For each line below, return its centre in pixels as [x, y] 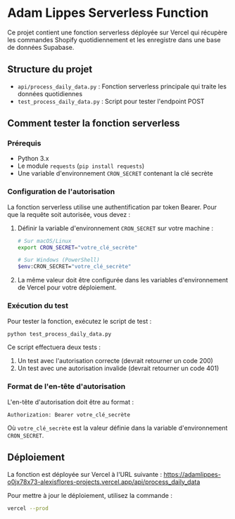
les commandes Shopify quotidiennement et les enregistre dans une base [114, 39]
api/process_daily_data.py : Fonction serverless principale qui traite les [122, 86]
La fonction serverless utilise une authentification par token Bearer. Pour [112, 207]
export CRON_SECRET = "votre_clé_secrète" [77, 247]
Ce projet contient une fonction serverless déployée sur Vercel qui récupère [117, 32]
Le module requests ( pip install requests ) [81, 166]
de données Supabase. [41, 47]
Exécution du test [38, 306]
